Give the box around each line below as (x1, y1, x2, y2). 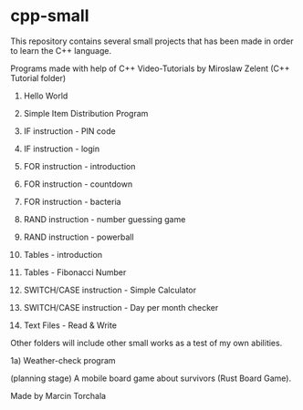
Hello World (23, 90, 68, 101)
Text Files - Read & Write (23, 320, 118, 331)
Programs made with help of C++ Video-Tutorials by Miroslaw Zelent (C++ (10, 63, 290, 74)
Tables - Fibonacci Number (23, 266, 127, 278)
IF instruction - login (23, 143, 99, 154)
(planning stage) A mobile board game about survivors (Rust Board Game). (10, 373, 291, 384)
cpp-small (10, 5, 89, 26)
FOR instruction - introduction (23, 160, 136, 171)
